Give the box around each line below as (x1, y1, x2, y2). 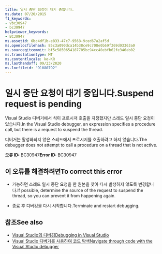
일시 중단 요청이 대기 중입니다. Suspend (5, 88, 154, 99)
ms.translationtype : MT (5, 52, 53, 57)
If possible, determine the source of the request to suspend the (17, 187, 144, 193)
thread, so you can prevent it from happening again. (12, 193, 116, 198)
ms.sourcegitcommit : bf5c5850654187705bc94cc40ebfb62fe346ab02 (5, 47, 135, 52)
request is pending (5, 99, 82, 109)
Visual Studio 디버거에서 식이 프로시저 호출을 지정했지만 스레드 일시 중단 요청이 (5, 115, 155, 121)
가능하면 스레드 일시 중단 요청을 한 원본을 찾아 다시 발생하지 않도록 (12, 181, 137, 187)
